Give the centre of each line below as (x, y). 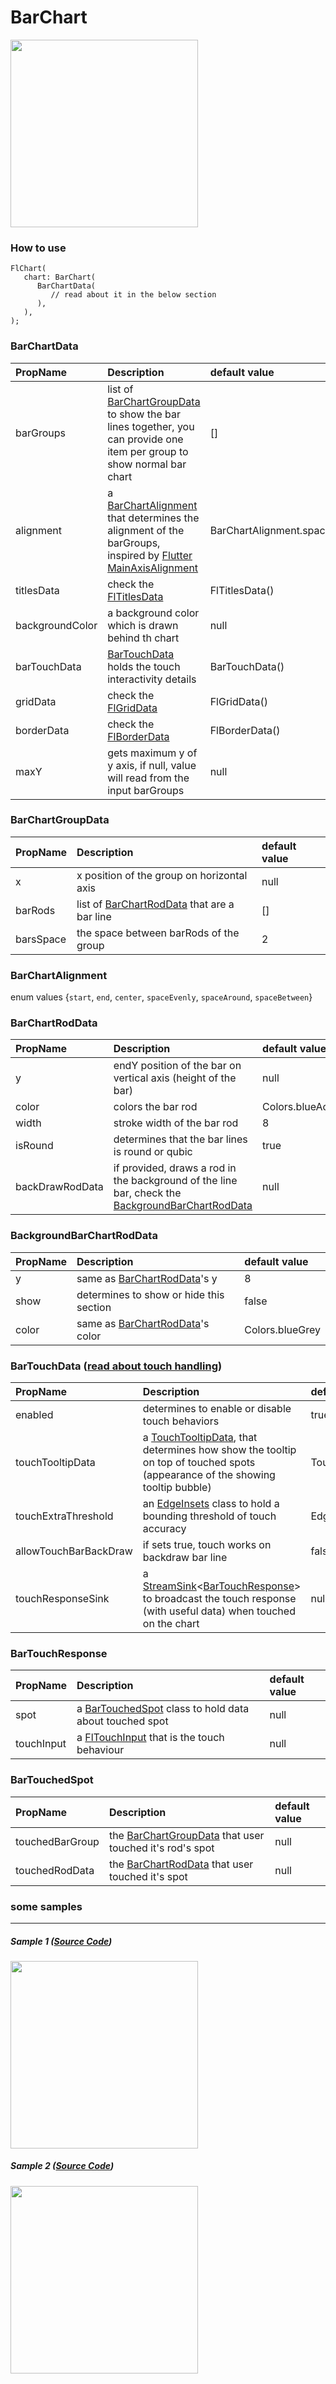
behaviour (100, 1750)
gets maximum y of (152, 753)
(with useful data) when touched (219, 1611)
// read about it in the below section (133, 295)
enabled (34, 1415)
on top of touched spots (199, 1463)
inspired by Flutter (150, 555)
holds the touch (144, 666)
